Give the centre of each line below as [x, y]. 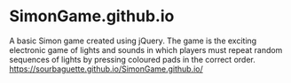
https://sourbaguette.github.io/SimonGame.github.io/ [106, 69]
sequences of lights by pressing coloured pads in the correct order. [132, 59]
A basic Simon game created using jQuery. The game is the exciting [133, 41]
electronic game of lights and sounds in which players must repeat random [146, 49]
